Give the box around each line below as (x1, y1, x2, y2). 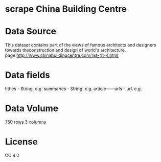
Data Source (5, 26, 56, 37)
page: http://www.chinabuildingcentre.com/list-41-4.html (5, 52, 119, 58)
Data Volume (5, 103, 59, 114)
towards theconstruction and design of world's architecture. (5, 47, 126, 53)
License (5, 136, 38, 147)
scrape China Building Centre (5, 3, 127, 15)
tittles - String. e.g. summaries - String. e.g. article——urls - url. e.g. (5, 86, 142, 92)
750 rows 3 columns (5, 119, 46, 125)
